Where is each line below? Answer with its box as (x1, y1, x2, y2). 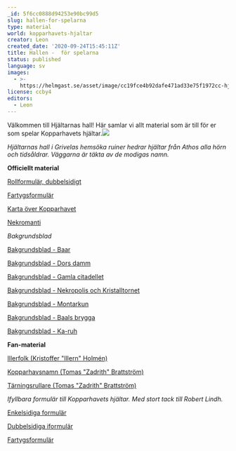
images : (7, 69, 30, 76)
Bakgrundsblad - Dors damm (7, 259, 91, 267)
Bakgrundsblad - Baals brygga (7, 313, 96, 321)
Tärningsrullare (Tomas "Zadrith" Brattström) (7, 381, 137, 389)
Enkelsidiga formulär (7, 408, 67, 417)
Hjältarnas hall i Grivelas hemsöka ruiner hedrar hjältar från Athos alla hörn (7, 142, 227, 151)
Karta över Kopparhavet (7, 204, 77, 213)
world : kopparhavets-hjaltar (7, 29, 93, 37)
